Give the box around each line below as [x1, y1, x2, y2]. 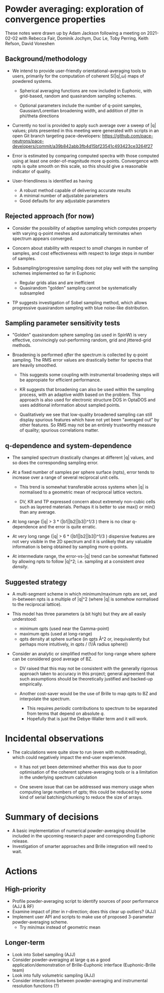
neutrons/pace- [12, 138, 44, 144]
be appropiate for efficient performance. [19, 377, 101, 383]
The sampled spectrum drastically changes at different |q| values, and [12, 455, 154, 461]
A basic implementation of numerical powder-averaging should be [12, 828, 146, 834]
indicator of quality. [12, 168, 51, 174]
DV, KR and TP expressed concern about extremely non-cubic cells [19, 499, 156, 505]
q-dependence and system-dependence [5, 442, 132, 450]
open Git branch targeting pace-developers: [12, 132, 101, 138]
